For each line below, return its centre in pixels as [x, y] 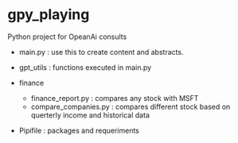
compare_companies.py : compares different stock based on [131, 106]
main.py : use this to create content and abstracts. [101, 52]
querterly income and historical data [90, 115]
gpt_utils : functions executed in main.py [85, 67]
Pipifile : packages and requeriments [79, 130]
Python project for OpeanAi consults [67, 37]
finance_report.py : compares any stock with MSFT [115, 98]
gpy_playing [49, 15]
